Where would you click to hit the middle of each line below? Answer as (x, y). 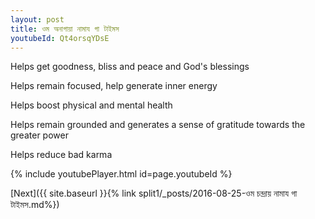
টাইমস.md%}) (35, 205)
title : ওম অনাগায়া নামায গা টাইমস (65, 29)
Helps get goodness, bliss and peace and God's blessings (130, 67)
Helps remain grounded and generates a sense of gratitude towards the (158, 125)
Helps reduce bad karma (61, 155)
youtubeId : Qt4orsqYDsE (60, 38)
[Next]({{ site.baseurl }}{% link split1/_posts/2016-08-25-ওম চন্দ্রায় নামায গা (154, 193)
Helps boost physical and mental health (91, 105)
